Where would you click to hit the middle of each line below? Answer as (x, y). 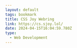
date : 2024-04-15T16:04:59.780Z (38, 28)
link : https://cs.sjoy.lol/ (34, 24)
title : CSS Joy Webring (30, 19)
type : (11, 33)
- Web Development (29, 38)
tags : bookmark (21, 14)
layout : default (22, 10)
